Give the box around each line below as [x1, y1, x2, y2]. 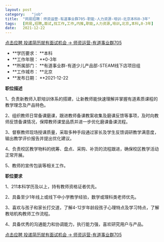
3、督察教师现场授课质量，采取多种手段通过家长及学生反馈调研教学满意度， [5, 129, 159, 135]
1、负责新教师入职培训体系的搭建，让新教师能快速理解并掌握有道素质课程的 [5, 96, 158, 102]
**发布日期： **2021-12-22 [12, 75, 69, 81]
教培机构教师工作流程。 [5, 211, 53, 217]
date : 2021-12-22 [5, 26, 45, 31]
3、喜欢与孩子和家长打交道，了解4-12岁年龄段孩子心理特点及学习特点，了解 [5, 204, 160, 210]
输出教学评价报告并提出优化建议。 [5, 135, 74, 141]
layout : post [5, 7, 32, 12]
